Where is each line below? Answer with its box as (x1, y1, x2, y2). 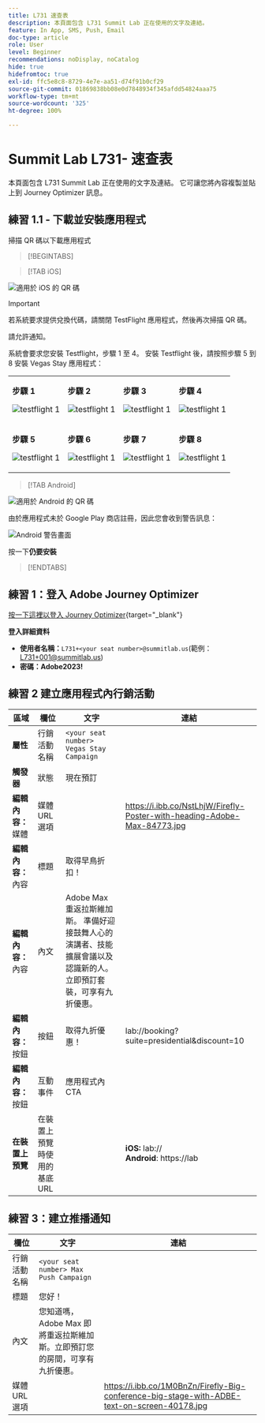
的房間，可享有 (39, 1353, 95, 1364)
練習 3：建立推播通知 (8, 1212, 111, 1226)
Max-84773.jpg (125, 820, 186, 831)
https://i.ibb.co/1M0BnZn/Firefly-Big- (103, 1380, 246, 1391)
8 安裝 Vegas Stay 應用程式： (8, 358, 104, 368)
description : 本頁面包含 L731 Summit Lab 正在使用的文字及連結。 (8, 19, 209, 27)
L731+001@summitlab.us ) (19, 653, 104, 662)
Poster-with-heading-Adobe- (125, 810, 241, 821)
